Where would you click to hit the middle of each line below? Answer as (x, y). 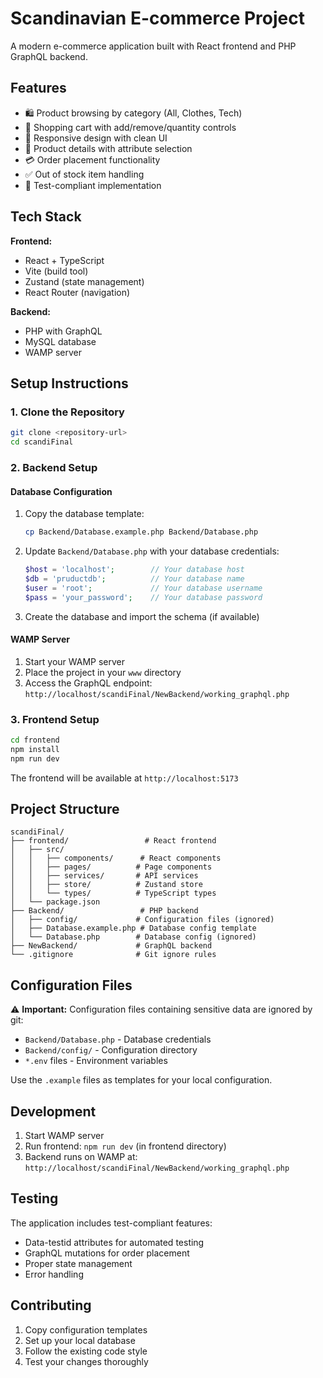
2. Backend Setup (54, 467)
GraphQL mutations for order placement (107, 1253)
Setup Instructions (69, 383)
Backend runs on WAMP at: (81, 1157)
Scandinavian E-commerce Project (157, 18)
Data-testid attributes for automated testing (114, 1242)
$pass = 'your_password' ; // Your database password (143, 597)
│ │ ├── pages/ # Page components (111, 867)
